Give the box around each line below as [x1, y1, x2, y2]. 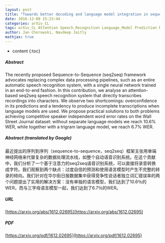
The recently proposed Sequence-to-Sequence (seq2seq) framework [5, 72, 146, 78]
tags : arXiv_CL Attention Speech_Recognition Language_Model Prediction [5, 26, 157, 30]
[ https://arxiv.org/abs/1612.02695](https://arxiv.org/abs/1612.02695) [5, 209, 143, 215]
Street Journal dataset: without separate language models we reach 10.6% [5, 118, 156, 124]
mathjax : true [5, 35, 34, 40]
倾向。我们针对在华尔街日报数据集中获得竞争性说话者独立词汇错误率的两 [13, 172, 160, 178]
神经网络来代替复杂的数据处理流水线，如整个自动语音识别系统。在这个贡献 [5, 154, 156, 160]
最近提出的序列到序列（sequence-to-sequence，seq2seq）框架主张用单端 [5, 148, 157, 154]
